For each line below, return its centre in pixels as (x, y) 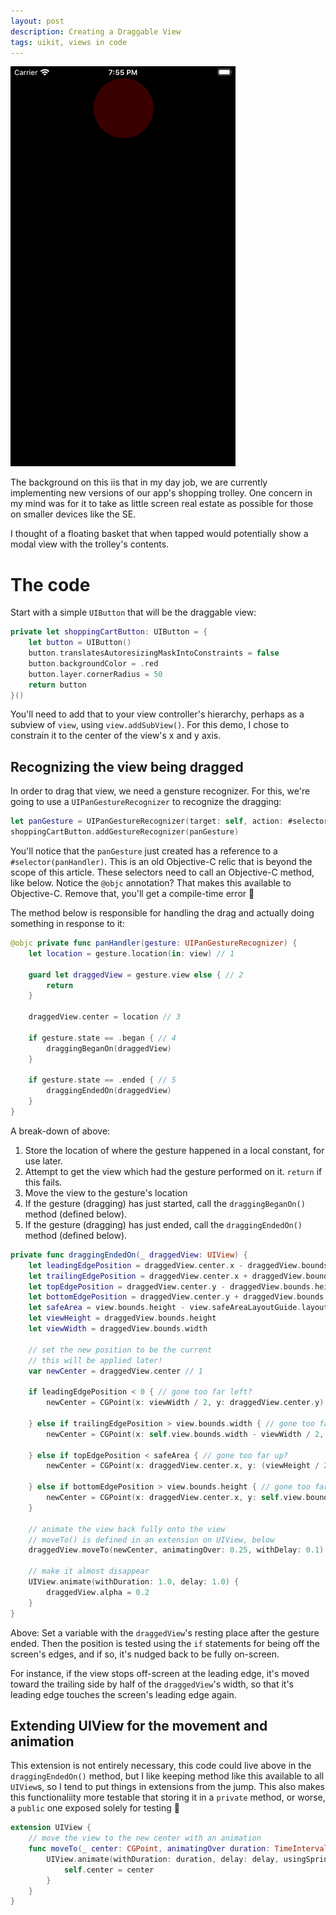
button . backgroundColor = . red (93, 663)
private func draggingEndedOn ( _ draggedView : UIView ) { (129, 1255)
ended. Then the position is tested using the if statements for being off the (165, 1643)
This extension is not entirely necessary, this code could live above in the (161, 1766)
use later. (43, 1161)
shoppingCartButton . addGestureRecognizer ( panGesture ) (125, 832)
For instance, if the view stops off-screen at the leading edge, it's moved (160, 1673)
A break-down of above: (60, 1131)
